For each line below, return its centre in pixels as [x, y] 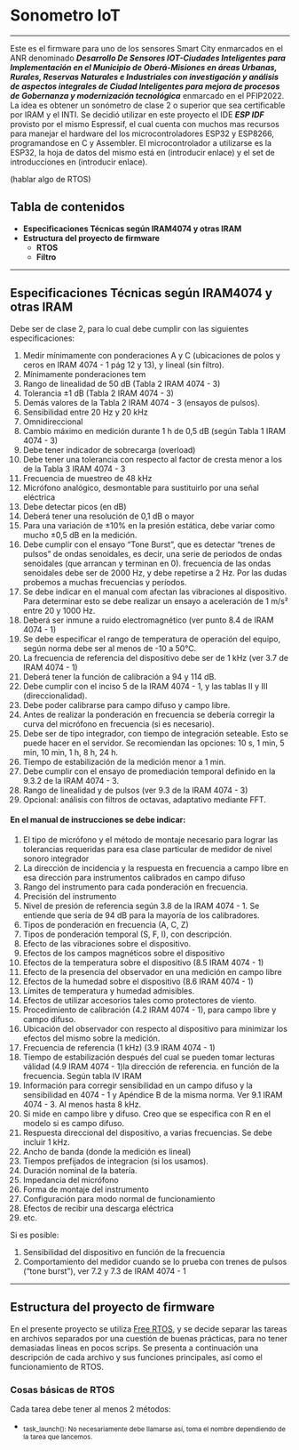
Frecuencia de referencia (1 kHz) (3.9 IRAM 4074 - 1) [119, 1047]
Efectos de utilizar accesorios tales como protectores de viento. [139, 1000]
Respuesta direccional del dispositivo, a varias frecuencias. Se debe [148, 1132]
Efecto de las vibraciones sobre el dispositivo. [107, 943]
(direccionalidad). [55, 696]
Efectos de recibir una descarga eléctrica [98, 1208]
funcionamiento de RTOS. [57, 1366]
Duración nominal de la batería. [80, 1170]
